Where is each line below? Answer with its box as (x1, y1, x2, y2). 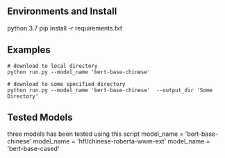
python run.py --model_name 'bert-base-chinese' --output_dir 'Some (7, 87, 213, 94)
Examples (7, 44, 51, 56)
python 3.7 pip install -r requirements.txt (7, 24, 123, 32)
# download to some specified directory (7, 80, 126, 87)
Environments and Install (7, 6, 117, 17)
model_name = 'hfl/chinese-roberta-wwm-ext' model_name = (33, 137, 210, 146)
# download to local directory (7, 62, 98, 69)
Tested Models (7, 112, 73, 123)
